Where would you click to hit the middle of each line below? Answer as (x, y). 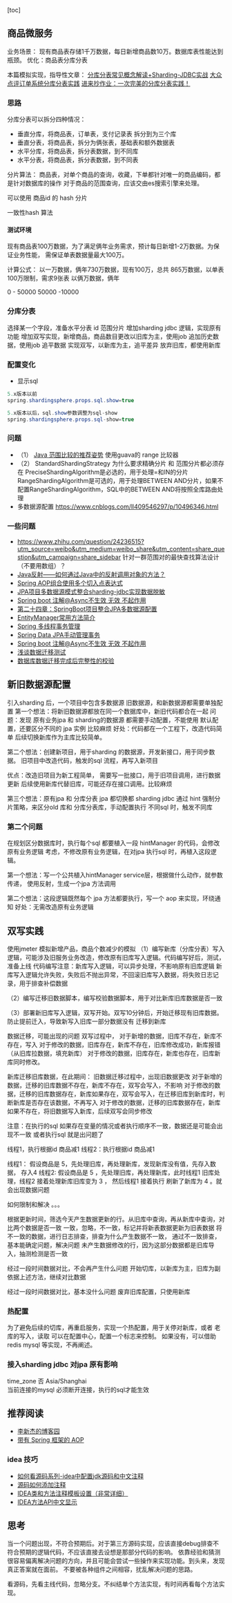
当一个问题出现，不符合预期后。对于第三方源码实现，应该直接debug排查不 (113, 1544)
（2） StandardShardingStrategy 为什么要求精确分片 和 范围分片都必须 (118, 463)
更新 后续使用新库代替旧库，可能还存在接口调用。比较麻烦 (90, 784)
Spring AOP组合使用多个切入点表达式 (70, 583)
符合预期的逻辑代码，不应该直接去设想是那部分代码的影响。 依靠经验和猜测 (114, 1552)
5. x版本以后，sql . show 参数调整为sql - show (62, 413)
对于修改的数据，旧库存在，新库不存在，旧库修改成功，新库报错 (130, 1044)
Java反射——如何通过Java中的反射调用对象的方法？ (91, 574)
